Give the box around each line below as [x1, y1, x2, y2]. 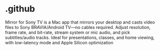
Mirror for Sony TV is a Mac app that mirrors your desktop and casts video [5, 19, 155, 25]
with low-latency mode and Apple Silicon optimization [5, 39, 114, 45]
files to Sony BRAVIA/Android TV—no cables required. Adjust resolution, [5, 24, 151, 30]
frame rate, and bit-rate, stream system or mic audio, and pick [5, 29, 131, 35]
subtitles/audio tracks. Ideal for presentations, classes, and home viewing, [5, 35, 155, 40]
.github [5, 3, 35, 14]
